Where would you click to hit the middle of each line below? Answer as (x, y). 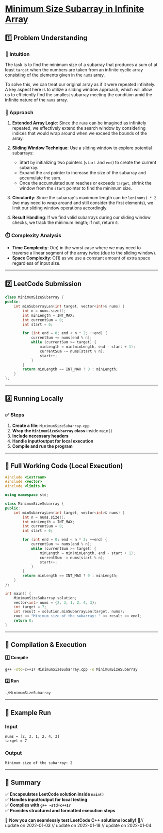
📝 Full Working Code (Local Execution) (64, 466)
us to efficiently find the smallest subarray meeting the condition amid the (79, 94)
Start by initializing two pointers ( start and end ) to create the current (88, 162)
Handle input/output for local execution (53, 441)
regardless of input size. (36, 263)
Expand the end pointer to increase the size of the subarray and (82, 173)
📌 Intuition (17, 54)
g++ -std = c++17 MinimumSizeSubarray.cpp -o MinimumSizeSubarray (71, 670)
